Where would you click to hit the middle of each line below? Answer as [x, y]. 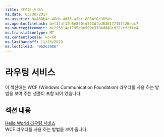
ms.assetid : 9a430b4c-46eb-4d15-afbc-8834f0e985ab [58, 19]
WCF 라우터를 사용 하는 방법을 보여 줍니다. [47, 130]
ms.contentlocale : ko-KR [31, 38]
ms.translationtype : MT [30, 33]
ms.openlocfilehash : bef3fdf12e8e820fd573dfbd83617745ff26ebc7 [72, 23]
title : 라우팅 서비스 [24, 10]
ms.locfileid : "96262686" [32, 46]
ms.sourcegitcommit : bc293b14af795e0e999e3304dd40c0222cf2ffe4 [72, 28]
